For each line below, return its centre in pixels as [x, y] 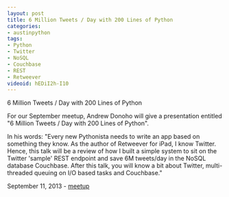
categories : [24, 26]
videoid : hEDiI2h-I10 [38, 83]
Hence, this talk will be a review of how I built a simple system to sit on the [112, 151]
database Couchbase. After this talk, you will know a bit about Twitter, [106, 166]
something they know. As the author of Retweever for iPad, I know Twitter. [112, 144]
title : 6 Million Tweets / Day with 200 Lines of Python [90, 20]
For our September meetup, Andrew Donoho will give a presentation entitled [115, 116]
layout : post [26, 13]
